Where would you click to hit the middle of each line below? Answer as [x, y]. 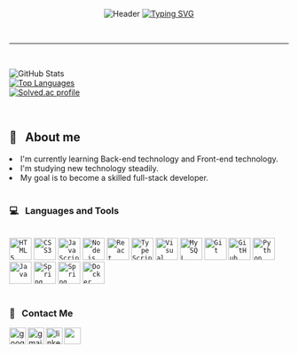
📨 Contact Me [41, 313]
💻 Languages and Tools [64, 210]
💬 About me [45, 137]
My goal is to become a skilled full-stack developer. [114, 177]
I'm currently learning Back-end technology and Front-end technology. [150, 159]
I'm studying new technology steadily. [90, 168]
